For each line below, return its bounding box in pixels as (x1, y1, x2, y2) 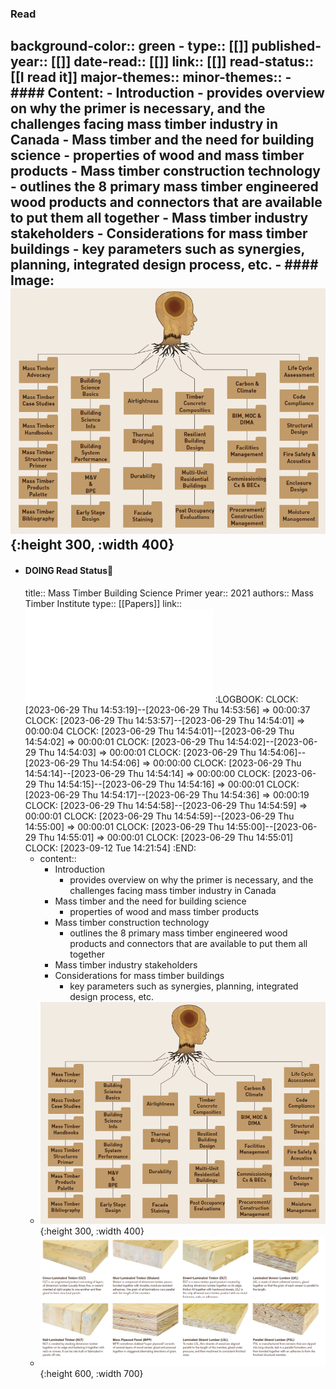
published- (251, 38, 322, 55)
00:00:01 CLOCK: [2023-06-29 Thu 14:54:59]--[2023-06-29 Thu (24, 810, 295, 822)
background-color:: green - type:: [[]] (10, 38, 249, 55)
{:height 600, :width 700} (39, 1367, 144, 1379)
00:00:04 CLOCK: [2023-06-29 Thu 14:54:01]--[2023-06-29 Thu (24, 725, 295, 737)
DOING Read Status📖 (24, 564, 114, 576)
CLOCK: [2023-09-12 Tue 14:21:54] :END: (24, 842, 197, 854)
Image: (10, 272, 55, 289)
